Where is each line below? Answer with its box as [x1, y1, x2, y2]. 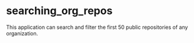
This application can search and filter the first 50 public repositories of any [6, 24, 188, 31]
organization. [6, 29, 38, 37]
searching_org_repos [6, 4, 113, 18]
